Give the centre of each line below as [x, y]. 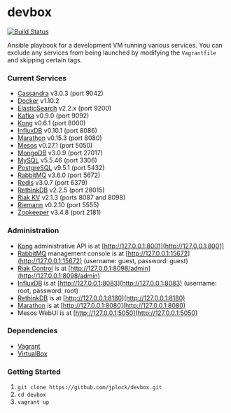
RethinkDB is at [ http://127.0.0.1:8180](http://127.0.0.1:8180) [101, 297]
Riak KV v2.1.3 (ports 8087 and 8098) [71, 197]
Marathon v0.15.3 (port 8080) [60, 138]
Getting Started [34, 372]
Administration [33, 230]
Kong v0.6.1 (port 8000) [51, 123]
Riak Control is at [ [44, 268]
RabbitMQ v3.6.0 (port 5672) [59, 175]
